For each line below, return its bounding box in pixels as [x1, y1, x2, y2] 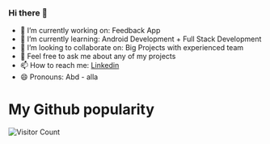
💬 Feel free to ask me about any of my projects [19, 52, 176, 61]
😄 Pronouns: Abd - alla [19, 72, 99, 82]
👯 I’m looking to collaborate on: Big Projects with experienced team [19, 43, 244, 53]
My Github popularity [8, 100, 155, 119]
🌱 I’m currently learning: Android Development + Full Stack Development [19, 34, 262, 44]
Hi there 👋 [8, 7, 49, 19]
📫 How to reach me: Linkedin [19, 61, 120, 70]
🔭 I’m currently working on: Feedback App [19, 26, 161, 36]
